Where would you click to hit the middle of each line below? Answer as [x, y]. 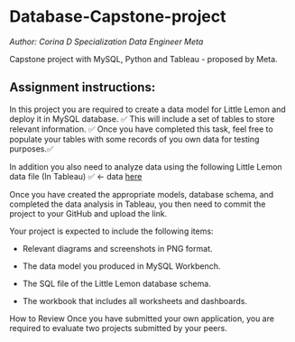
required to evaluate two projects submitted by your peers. [118, 328]
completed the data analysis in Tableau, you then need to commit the [138, 204]
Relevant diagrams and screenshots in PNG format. [117, 248]
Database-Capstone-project [118, 17]
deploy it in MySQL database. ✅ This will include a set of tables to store [142, 118]
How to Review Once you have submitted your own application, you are [142, 319]
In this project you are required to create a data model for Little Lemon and [147, 109]
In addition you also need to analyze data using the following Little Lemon [146, 166]
